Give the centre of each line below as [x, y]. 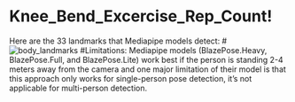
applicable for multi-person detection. [78, 88]
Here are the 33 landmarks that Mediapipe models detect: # [118, 41]
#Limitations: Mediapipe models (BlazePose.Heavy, [173, 50]
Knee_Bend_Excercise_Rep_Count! [141, 16]
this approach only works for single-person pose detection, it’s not [131, 78]
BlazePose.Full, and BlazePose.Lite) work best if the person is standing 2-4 [146, 59]
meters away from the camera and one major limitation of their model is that [147, 69]
